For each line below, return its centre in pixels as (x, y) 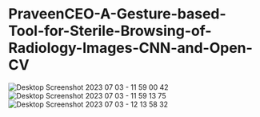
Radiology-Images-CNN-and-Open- (131, 48)
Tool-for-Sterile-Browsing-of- (110, 31)
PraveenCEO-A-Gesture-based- (117, 14)
